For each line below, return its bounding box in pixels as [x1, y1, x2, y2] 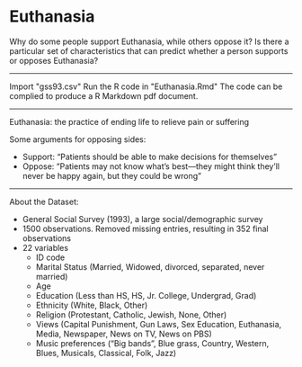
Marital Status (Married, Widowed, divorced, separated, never [35, 261, 265, 272]
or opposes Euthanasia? [9, 55, 99, 66]
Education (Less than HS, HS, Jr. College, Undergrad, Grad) [35, 290, 257, 300]
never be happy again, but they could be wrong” [22, 170, 202, 181]
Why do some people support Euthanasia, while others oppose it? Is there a [9, 36, 289, 47]
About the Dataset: [9, 196, 79, 207]
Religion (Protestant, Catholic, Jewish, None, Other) [35, 309, 227, 320]
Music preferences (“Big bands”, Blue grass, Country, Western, [35, 337, 270, 348]
